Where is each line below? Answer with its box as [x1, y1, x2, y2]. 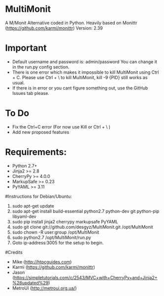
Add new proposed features [12, 129, 69, 135]
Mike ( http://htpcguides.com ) [12, 258, 72, 265]
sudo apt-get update [12, 203, 54, 209]
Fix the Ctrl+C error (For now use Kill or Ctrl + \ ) [12, 124, 111, 129]
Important [5, 42, 47, 54]
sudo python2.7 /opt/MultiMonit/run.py [12, 234, 91, 240]
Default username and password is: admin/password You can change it [12, 58, 158, 65]
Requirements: [5, 147, 67, 158]
